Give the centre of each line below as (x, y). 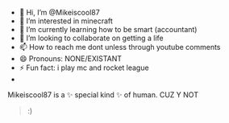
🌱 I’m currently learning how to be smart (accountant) (108, 29)
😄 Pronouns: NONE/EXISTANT (71, 59)
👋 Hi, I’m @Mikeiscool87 (59, 12)
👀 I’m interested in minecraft (66, 21)
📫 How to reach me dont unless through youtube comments (120, 47)
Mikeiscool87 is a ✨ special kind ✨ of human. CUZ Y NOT (103, 95)
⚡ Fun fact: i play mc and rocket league (84, 68)
